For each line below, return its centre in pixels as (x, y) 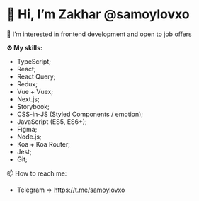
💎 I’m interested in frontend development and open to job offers (99, 34)
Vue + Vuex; (35, 91)
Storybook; (33, 106)
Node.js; (29, 137)
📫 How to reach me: (37, 173)
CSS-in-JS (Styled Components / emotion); (80, 114)
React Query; (36, 76)
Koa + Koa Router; (43, 144)
